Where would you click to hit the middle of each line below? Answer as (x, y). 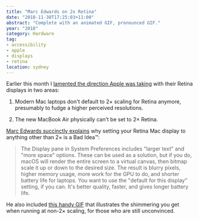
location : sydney (28, 67)
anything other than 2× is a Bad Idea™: (53, 137)
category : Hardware (30, 34)
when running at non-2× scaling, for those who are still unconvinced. (91, 211)
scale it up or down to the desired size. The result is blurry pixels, (101, 168)
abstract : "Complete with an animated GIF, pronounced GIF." (83, 23)
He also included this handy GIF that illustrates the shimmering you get (93, 205)
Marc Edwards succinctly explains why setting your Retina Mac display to (96, 131)
